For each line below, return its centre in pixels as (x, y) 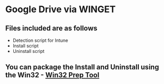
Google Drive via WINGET (61, 9)
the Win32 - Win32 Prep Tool (52, 75)
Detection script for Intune (40, 40)
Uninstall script (29, 51)
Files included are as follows (51, 28)
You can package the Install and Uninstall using (82, 67)
